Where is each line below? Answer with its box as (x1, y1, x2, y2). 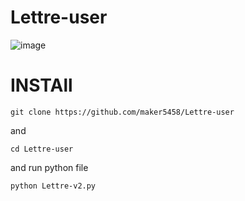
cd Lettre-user (10, 144, 74, 154)
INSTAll (10, 74, 73, 97)
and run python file (10, 161, 89, 173)
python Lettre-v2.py (10, 181, 97, 191)
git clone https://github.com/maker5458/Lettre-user (10, 107, 235, 117)
